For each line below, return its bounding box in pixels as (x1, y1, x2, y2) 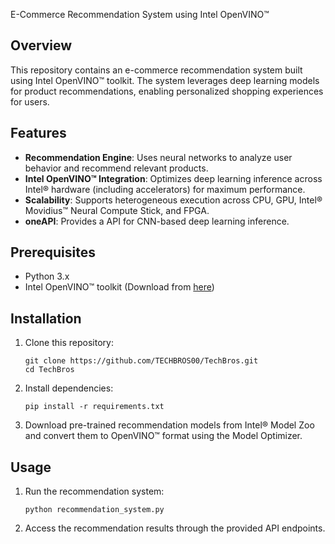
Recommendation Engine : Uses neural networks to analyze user (24, 151, 293, 163)
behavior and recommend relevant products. (24, 162, 209, 174)
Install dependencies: (24, 382, 114, 394)
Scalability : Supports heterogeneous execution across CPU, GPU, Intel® (24, 194, 323, 206)
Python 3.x (24, 270, 70, 283)
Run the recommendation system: (24, 485, 165, 498)
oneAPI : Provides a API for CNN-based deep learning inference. (24, 215, 290, 227)
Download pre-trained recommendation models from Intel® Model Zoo (24, 419, 315, 431)
